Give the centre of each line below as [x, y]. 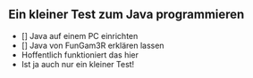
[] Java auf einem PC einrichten [80, 35]
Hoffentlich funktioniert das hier [80, 55]
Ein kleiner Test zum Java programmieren [126, 15]
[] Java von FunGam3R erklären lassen [93, 45]
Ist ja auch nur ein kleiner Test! [78, 64]
